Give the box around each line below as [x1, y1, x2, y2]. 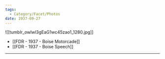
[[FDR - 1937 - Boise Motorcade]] [12, 39, 80, 44]
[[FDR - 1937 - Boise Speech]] [12, 44, 74, 50]
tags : [5, 7, 16, 12]
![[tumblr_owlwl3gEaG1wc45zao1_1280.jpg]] [5, 29, 94, 35]
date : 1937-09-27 [5, 16, 41, 21]
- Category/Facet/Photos [9, 12, 60, 16]
